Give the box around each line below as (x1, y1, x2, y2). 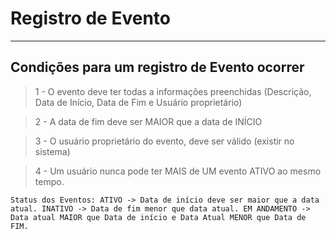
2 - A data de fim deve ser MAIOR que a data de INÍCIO (34, 115, 263, 127)
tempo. (34, 175, 65, 187)
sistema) (34, 145, 71, 157)
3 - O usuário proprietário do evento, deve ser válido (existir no (34, 135, 295, 147)
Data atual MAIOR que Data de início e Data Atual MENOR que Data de (10, 212, 307, 222)
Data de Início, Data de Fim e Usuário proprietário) (34, 96, 243, 108)
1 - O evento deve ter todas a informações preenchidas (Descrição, (34, 85, 312, 97)
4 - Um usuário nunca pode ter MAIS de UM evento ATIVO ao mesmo (34, 165, 322, 177)
